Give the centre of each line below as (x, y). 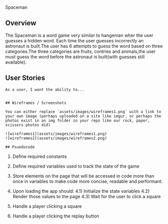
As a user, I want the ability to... (45, 90)
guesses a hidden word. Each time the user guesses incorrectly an (74, 40)
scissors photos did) (28, 125)
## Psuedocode (20, 147)
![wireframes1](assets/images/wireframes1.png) (56, 134)
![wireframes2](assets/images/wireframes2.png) (56, 138)
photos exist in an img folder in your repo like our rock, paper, (78, 121)
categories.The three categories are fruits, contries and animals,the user (80, 51)
